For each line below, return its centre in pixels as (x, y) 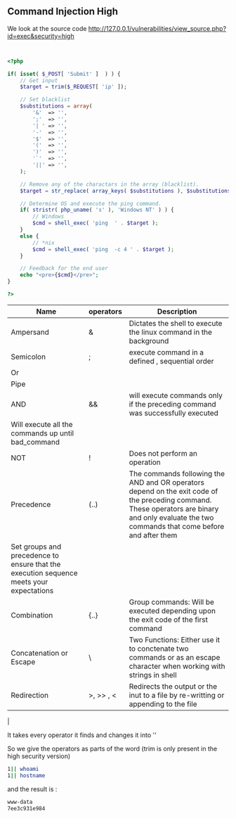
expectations (32, 590)
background (149, 340)
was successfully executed (174, 413)
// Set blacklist (45, 100)
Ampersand (30, 332)
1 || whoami (23, 769)
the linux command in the (171, 332)
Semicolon (28, 357)
